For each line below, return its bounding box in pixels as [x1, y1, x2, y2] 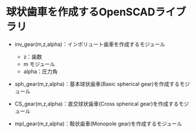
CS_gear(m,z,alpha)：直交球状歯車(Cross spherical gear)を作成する [14, 100, 179, 107]
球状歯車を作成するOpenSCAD [6, 5, 155, 19]
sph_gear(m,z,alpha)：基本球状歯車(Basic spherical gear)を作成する [14, 80, 180, 87]
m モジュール [23, 60, 55, 68]
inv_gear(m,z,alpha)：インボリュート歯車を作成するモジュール [14, 41, 165, 48]
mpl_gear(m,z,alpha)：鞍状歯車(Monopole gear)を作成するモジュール [14, 120, 182, 127]
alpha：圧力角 [23, 68, 58, 75]
